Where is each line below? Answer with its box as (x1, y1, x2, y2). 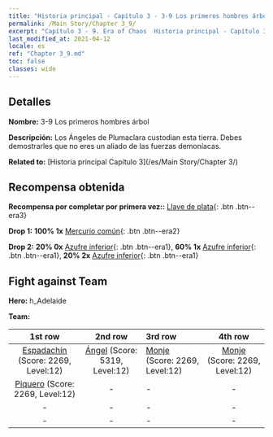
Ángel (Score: (84, 345, 138, 356)
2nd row (94, 331, 128, 343)
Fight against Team (8, 274, 108, 288)
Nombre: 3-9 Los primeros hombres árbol (8, 116, 149, 126)
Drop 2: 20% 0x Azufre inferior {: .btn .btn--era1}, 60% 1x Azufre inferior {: (8, 242, 257, 252)
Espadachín (22, 345, 67, 356)
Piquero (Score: (15, 378, 75, 390)
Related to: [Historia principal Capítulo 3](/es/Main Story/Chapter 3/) (8, 156, 238, 167)
